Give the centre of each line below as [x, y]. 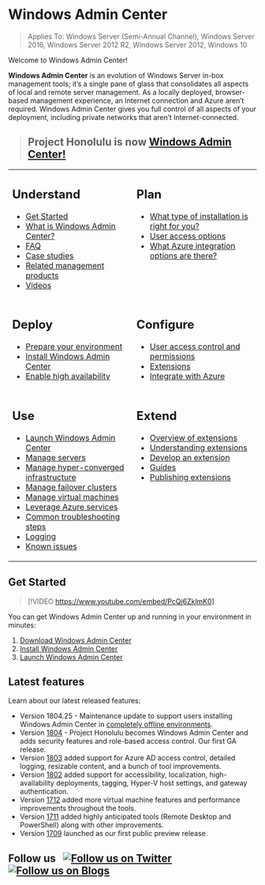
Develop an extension [190, 457]
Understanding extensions [198, 448]
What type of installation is [199, 216]
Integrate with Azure [187, 377]
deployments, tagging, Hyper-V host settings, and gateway [152, 783]
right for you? [174, 226]
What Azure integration [192, 246]
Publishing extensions [190, 477]
